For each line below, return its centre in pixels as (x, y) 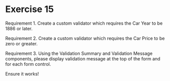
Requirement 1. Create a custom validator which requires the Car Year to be (84, 23)
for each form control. (28, 64)
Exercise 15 (30, 9)
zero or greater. (22, 43)
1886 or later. (19, 28)
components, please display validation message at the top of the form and (83, 58)
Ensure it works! (22, 73)
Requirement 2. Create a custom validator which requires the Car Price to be (85, 38)
